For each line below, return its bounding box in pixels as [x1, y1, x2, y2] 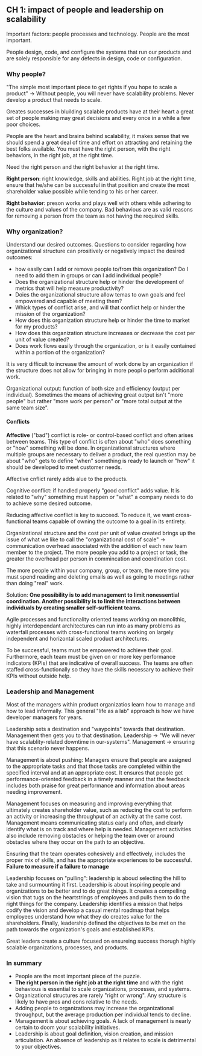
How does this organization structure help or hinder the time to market [14, 316, 190, 324]
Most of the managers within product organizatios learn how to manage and [6, 700, 195, 708]
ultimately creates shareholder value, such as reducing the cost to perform [6, 806, 192, 813]
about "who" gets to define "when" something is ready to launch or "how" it [6, 457, 195, 464]
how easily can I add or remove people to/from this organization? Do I [14, 265, 189, 273]
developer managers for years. [6, 714, 83, 721]
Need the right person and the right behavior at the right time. [6, 163, 160, 171]
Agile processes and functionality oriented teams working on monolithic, [6, 615, 186, 623]
